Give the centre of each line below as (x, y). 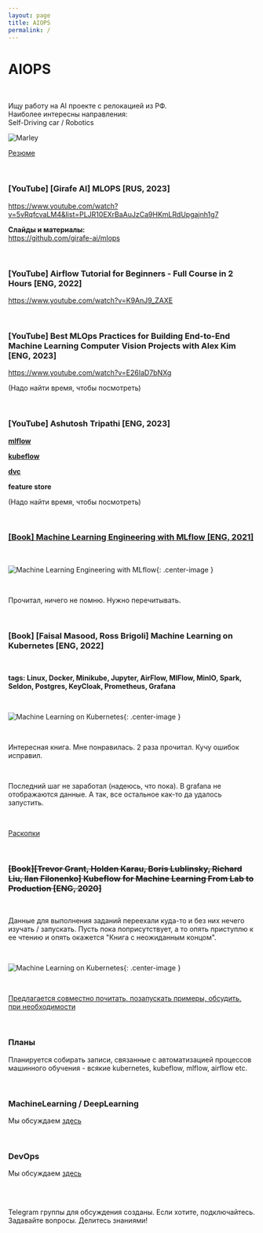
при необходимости (42, 1007)
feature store (30, 486)
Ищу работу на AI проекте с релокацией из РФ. (88, 106)
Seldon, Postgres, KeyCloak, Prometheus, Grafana (92, 686)
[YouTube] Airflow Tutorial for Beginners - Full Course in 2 (121, 274)
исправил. (26, 756)
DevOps (24, 1156)
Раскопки (24, 834)
